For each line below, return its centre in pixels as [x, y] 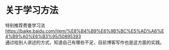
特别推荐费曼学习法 [25, 25]
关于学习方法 [32, 10]
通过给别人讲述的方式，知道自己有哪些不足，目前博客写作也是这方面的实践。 [85, 42]
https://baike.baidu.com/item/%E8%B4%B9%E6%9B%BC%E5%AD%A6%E [85, 31]
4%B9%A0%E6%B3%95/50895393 [43, 36]
